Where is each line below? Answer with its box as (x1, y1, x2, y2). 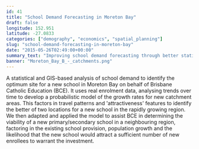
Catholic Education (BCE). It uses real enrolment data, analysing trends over (6, 87, 191, 94)
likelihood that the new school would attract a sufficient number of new (6, 131, 179, 138)
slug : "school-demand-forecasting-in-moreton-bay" (6, 42, 134, 48)
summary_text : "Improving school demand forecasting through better (6, 53, 179, 59)
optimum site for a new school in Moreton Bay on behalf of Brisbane (6, 80, 172, 88)
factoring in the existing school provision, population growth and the (6, 125, 173, 132)
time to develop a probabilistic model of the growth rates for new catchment (6, 93, 192, 101)
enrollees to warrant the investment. (6, 137, 95, 144)
